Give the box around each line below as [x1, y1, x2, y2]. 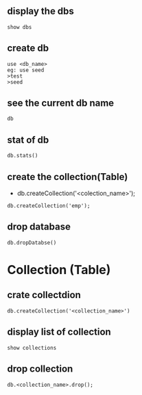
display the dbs [7, 5, 74, 17]
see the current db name [7, 98, 115, 109]
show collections [7, 344, 57, 351]
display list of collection [7, 326, 111, 338]
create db [7, 43, 49, 54]
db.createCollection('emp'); [7, 203, 91, 210]
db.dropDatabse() [7, 239, 57, 246]
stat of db [7, 134, 49, 146]
